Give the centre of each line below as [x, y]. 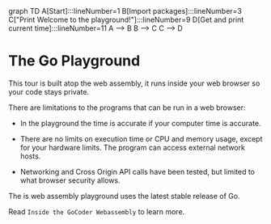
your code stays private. [49, 91]
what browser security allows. [70, 180]
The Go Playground [74, 61]
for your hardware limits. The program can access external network [132, 147]
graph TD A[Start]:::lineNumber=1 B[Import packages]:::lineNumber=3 [125, 11]
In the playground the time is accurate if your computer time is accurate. [140, 123]
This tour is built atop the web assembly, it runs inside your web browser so [134, 83]
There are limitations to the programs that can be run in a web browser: [127, 108]
